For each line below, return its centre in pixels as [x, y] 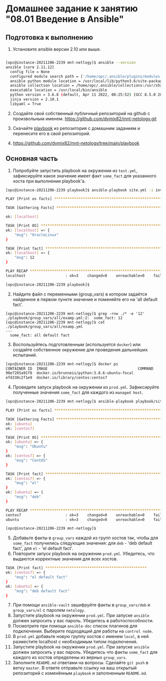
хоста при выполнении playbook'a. [49, 181]
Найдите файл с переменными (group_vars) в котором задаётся [80, 294]
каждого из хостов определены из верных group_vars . [70, 657]
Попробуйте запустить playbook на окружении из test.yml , [75, 170]
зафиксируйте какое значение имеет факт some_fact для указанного [84, 175]
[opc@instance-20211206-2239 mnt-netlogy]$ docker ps [62, 364]
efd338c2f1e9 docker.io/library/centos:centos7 [56, 378]
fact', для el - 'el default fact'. [43, 549]
